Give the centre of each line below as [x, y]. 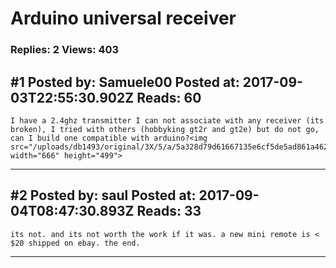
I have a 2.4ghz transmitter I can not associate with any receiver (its [167, 120]
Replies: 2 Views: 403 [65, 50]
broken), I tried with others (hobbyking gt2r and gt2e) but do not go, [165, 129]
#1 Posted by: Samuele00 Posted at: [125, 82]
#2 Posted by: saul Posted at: [103, 195]
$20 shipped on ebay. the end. [75, 243]
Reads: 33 [169, 211]
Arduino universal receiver [123, 18]
